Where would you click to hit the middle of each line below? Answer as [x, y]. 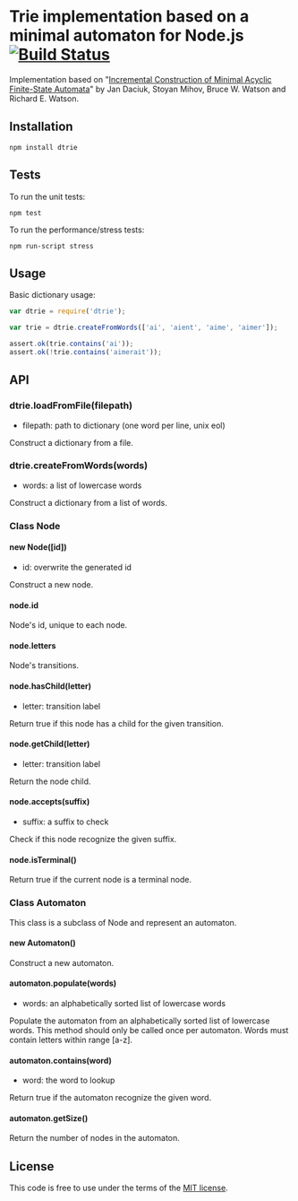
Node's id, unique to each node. [68, 625]
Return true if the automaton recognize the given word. [111, 1098]
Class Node [35, 526]
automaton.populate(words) [63, 983]
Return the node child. [50, 781]
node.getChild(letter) [50, 744]
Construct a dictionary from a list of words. [88, 502]
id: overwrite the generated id [77, 567]
